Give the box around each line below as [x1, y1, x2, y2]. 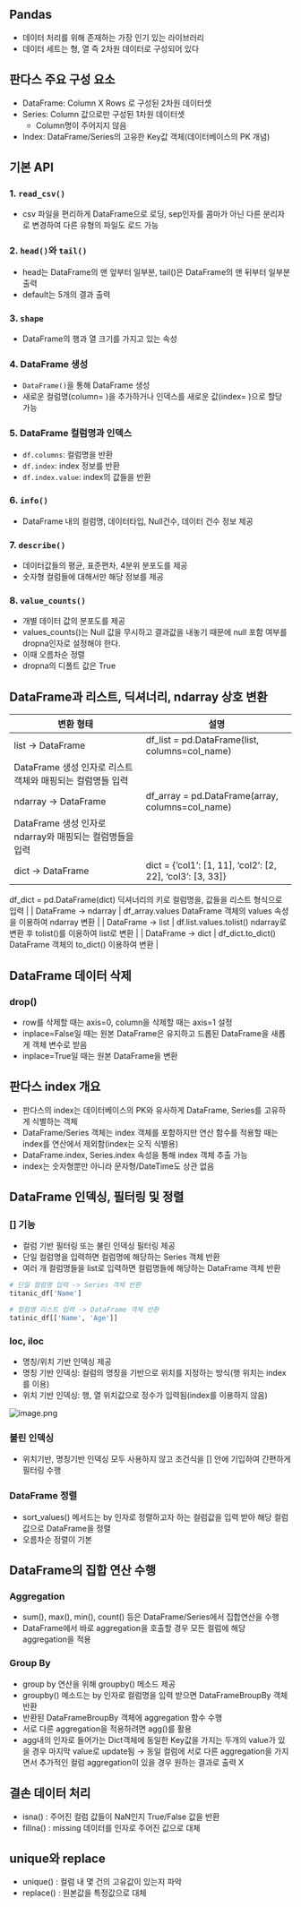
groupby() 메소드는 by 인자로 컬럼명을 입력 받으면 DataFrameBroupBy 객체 [21, 1689, 288, 1700]
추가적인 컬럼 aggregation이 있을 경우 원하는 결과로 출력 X [39, 1757, 245, 1767]
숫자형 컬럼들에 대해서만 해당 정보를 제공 [21, 571, 164, 582]
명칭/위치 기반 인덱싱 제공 [21, 1356, 112, 1367]
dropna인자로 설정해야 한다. [21, 638, 121, 649]
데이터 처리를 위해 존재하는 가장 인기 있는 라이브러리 [21, 31, 204, 43]
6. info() [9, 494, 49, 507]
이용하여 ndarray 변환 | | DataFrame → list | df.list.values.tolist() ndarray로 [18, 917, 287, 928]
